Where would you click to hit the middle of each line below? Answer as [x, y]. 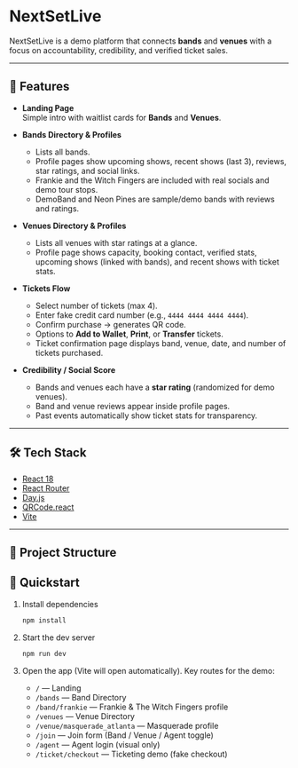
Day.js [33, 497]
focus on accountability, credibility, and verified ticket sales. [119, 50]
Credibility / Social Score [69, 369]
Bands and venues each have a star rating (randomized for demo [155, 387]
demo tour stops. [67, 189]
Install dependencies [60, 604]
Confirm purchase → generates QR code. [110, 324]
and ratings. [57, 208]
